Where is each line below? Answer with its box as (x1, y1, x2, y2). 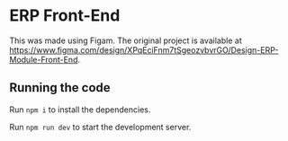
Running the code (9, 80, 111, 95)
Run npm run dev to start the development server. (9, 121, 192, 132)
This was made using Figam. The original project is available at (9, 35, 242, 46)
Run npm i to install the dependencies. (9, 104, 151, 115)
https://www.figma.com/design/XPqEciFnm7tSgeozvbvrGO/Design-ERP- (9, 44, 279, 55)
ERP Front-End (9, 5, 121, 26)
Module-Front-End (9, 54, 78, 65)
